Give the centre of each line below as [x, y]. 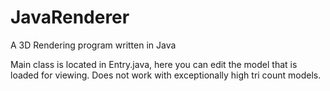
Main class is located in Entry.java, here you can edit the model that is [154, 64]
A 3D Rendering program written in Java [93, 45]
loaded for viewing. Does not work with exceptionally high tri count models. [166, 75]
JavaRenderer [70, 17]
